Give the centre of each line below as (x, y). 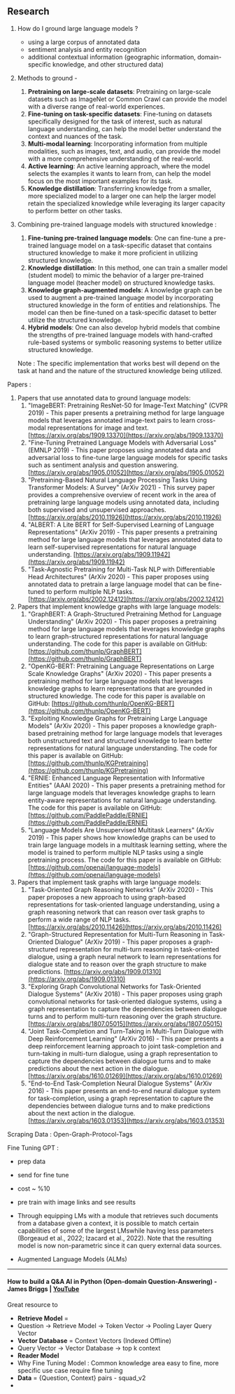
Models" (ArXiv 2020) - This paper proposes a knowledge (112, 726)
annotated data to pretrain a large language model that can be (117, 584)
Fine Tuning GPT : (33, 1148)
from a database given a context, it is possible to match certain (108, 1223)
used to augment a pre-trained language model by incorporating (120, 297)
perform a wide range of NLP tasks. (79, 919)
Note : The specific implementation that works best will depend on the (119, 363)
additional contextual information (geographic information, (112, 57)
